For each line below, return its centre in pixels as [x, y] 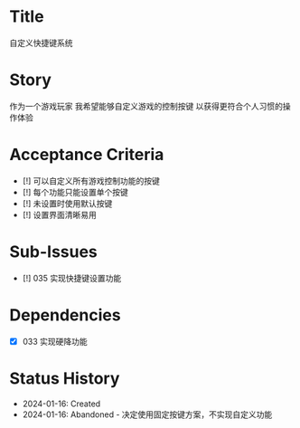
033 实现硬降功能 [55, 341]
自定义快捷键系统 [41, 43]
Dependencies [65, 315]
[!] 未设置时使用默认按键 [67, 203]
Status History [65, 378]
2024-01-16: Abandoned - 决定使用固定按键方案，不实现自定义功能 [147, 414]
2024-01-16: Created [61, 404]
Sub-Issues [53, 252]
